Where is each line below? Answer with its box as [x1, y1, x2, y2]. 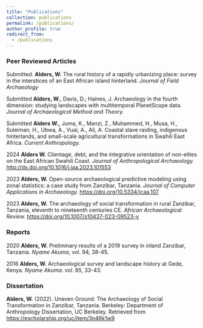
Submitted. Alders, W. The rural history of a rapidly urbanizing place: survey [6, 71, 197, 78]
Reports [6, 228, 30, 237]
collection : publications [6, 15, 72, 21]
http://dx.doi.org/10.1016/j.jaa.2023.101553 [6, 164, 111, 171]
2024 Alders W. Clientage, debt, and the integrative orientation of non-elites [6, 151, 198, 158]
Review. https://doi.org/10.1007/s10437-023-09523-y [6, 213, 139, 220]
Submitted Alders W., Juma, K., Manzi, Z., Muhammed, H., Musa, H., [6, 120, 178, 127]
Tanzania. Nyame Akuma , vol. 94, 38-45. [6, 248, 109, 255]
